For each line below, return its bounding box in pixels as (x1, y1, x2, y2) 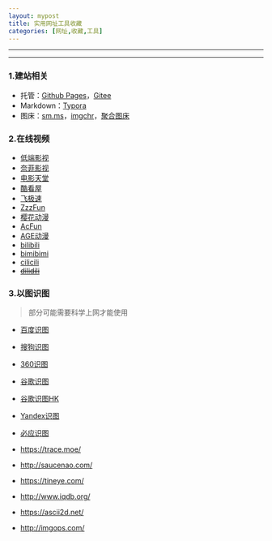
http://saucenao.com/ (19, 460, 93, 470)
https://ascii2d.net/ (19, 508, 84, 517)
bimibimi (19, 248, 49, 258)
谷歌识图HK (19, 394, 59, 404)
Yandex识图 (19, 411, 60, 421)
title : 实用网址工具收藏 (8, 19, 83, 28)
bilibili (19, 240, 40, 250)
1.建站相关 (8, 71, 49, 82)
